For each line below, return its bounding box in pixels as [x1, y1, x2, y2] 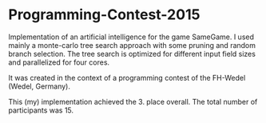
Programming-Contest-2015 [8, 6, 200, 24]
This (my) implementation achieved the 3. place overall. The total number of [8, 97, 258, 106]
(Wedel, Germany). [8, 81, 70, 91]
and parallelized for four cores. [8, 58, 110, 67]
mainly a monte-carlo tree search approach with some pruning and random [8, 40, 256, 50]
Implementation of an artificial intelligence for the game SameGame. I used [8, 32, 254, 42]
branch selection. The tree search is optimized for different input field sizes [8, 49, 256, 58]
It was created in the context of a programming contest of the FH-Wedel [8, 73, 246, 82]
